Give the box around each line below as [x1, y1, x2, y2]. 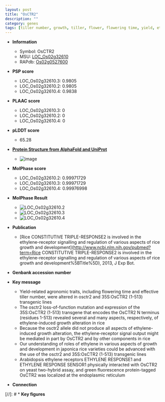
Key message [12, 279, 41, 285]
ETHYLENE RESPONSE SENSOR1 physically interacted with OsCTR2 [19, 362, 158, 368]
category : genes [5, 21, 38, 26]
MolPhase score [12, 166, 46, 172]
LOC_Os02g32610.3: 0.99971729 [19, 180, 86, 186]
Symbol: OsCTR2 [19, 49, 55, 55]
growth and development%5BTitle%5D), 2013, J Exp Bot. [19, 260, 135, 266]
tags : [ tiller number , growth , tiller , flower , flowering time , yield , [5, 26, 155, 30]
